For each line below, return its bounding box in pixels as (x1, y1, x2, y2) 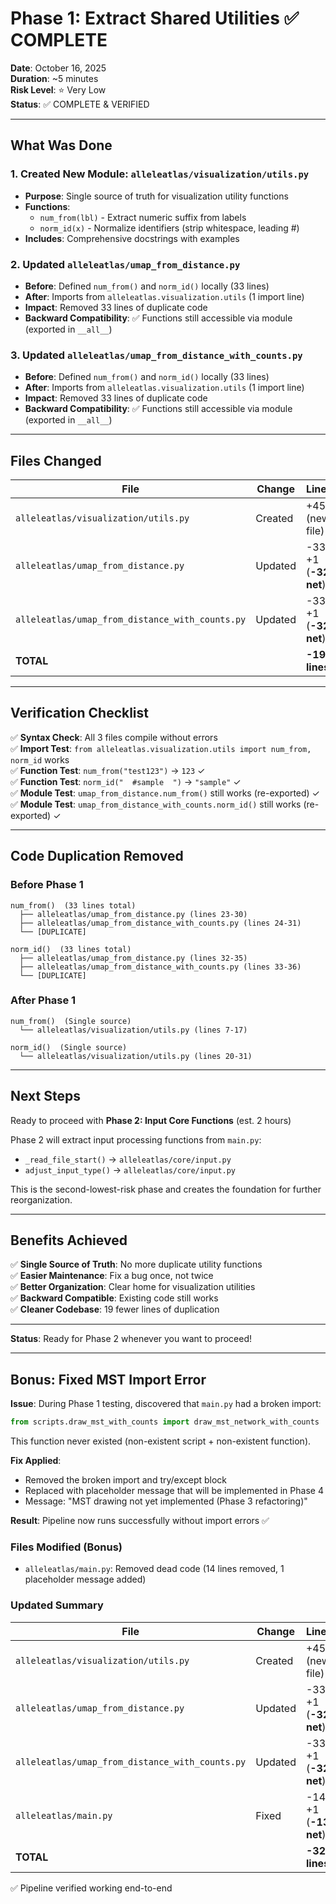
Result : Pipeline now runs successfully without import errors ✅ (10, 1515, 270, 1527)
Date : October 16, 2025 (10, 62, 107, 74)
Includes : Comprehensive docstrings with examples (24, 232, 240, 244)
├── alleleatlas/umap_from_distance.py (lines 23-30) (19, 909, 248, 919)
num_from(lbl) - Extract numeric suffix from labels (39, 211, 247, 223)
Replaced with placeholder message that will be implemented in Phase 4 (24, 1485, 324, 1497)
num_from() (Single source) (10, 1016, 132, 1026)
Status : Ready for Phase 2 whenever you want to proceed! (10, 1333, 253, 1345)
